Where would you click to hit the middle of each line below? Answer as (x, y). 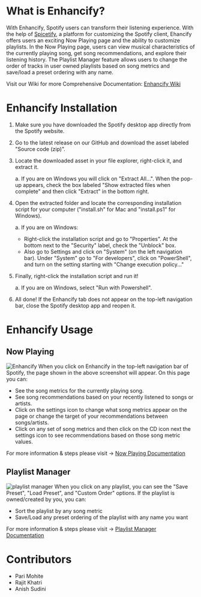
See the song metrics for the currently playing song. (79, 390)
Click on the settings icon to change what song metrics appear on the (101, 409)
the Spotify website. (40, 131)
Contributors (39, 559)
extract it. (27, 167)
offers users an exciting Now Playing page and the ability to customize (93, 40)
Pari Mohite (29, 576)
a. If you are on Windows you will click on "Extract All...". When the (97, 179)
